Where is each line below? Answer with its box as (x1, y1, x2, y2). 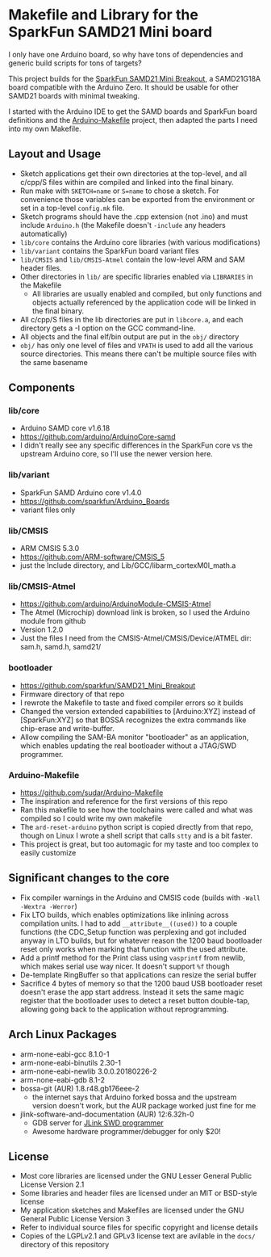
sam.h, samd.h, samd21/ (19, 642, 102, 652)
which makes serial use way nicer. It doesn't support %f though (19, 961, 230, 971)
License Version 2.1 (19, 1179, 85, 1189)
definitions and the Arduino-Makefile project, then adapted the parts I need (8, 115, 258, 124)
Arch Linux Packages (8, 1028, 117, 1041)
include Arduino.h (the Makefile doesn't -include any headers (19, 220, 226, 229)
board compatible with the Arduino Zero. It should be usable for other (8, 82, 240, 92)
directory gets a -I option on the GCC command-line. (19, 323, 196, 333)
